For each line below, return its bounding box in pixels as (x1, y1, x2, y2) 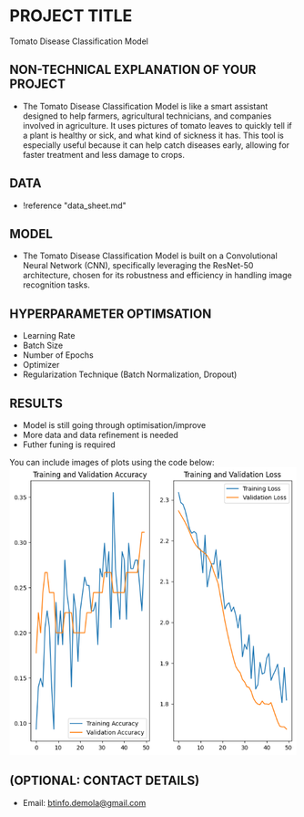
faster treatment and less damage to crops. (22, 149, 185, 160)
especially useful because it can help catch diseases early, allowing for (22, 139, 289, 151)
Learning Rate (22, 330, 76, 341)
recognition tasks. (22, 279, 91, 290)
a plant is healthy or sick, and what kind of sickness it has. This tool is (22, 130, 284, 141)
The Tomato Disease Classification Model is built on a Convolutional (22, 250, 278, 261)
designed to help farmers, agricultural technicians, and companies (22, 110, 272, 121)
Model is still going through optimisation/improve (22, 420, 207, 430)
